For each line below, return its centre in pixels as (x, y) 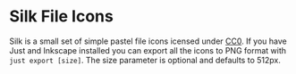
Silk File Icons (61, 16)
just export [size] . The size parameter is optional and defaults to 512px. (145, 60)
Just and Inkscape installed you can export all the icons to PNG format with (148, 50)
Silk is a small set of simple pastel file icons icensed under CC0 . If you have (148, 41)
